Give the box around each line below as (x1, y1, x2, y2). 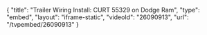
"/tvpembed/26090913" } (6, 21, 79, 28)
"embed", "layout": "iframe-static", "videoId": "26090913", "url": (6, 13, 189, 21)
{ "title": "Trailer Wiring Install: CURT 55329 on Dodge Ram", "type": (6, 6, 200, 14)
